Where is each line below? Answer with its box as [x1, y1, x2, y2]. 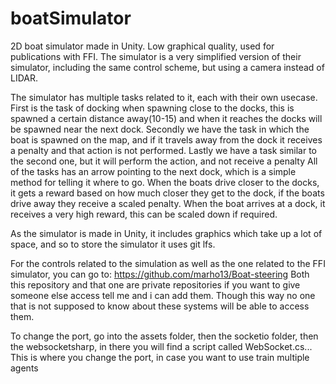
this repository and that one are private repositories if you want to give [10, 278, 301, 291]
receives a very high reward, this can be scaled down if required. [10, 208, 278, 220]
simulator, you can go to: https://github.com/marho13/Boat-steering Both [10, 268, 310, 280]
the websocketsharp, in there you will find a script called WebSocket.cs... [10, 340, 313, 352]
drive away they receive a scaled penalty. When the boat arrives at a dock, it [10, 197, 326, 209]
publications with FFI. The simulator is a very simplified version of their [10, 50, 302, 62]
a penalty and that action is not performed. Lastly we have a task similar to [10, 144, 317, 156]
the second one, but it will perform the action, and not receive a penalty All [10, 155, 318, 167]
